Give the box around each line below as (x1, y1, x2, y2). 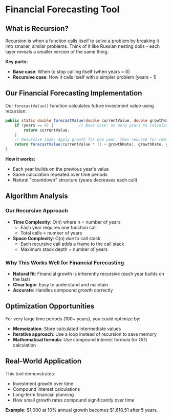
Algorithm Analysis (5, 192, 68, 201)
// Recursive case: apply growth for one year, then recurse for (14, 137, 157, 142)
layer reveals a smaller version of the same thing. (5, 49, 109, 54)
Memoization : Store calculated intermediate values (12, 325, 121, 332)
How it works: (5, 156, 36, 162)
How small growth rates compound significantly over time (12, 397, 135, 403)
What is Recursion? (5, 24, 69, 33)
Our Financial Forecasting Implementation (5, 89, 142, 98)
